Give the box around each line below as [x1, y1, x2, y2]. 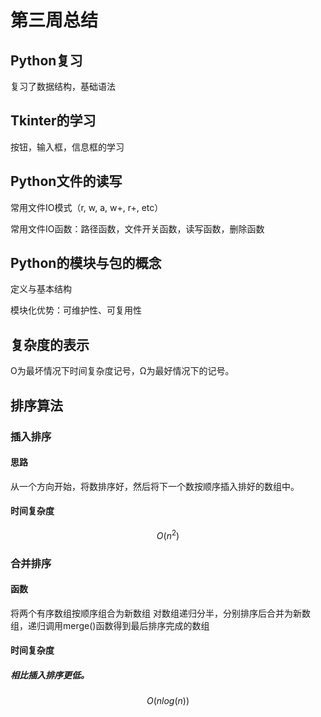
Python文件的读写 [10, 173, 123, 190]
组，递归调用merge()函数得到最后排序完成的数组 [10, 619, 210, 631]
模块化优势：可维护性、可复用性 [10, 304, 142, 316]
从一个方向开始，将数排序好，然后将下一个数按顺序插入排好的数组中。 [10, 480, 300, 492]
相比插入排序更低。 [10, 669, 90, 681]
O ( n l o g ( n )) [146, 695, 190, 707]
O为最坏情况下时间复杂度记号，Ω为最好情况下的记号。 [10, 365, 235, 377]
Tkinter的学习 [10, 112, 97, 130]
